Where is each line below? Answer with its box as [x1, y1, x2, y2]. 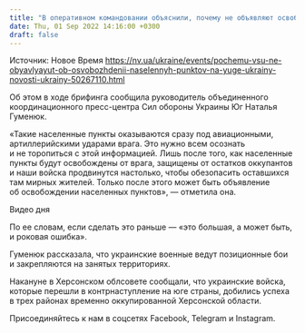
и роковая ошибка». [9, 231, 88, 242]
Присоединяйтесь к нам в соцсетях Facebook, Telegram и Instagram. [9, 313, 276, 324]
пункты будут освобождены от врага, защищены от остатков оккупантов [9, 158, 293, 169]
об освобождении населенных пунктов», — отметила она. [9, 187, 237, 198]
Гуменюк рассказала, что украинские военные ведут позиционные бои [9, 249, 289, 260]
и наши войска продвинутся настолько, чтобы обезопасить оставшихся [9, 167, 290, 178]
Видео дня [9, 204, 50, 215]
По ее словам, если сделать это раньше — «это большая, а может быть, [9, 221, 293, 232]
